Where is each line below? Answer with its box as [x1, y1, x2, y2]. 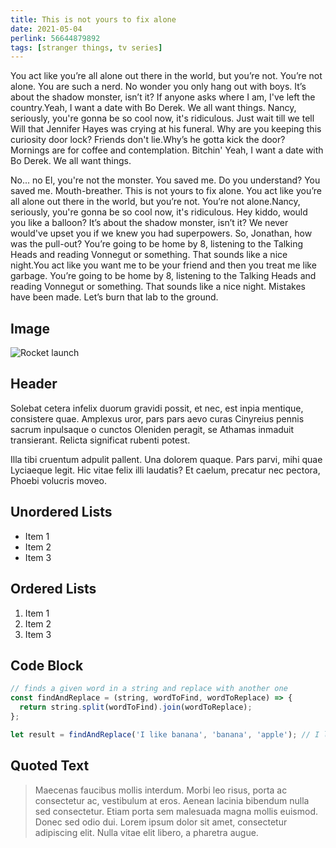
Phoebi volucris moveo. [10, 474, 108, 486]
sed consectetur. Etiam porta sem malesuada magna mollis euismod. [34, 805, 319, 817]
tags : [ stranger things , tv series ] [10, 42, 163, 53]
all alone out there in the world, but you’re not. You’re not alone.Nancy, [10, 196, 301, 208]
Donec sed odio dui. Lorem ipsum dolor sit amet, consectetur [34, 816, 288, 828]
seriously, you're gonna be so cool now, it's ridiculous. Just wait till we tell [10, 112, 315, 125]
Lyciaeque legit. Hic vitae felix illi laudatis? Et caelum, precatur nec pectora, [10, 464, 321, 476]
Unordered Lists [10, 504, 113, 521]
